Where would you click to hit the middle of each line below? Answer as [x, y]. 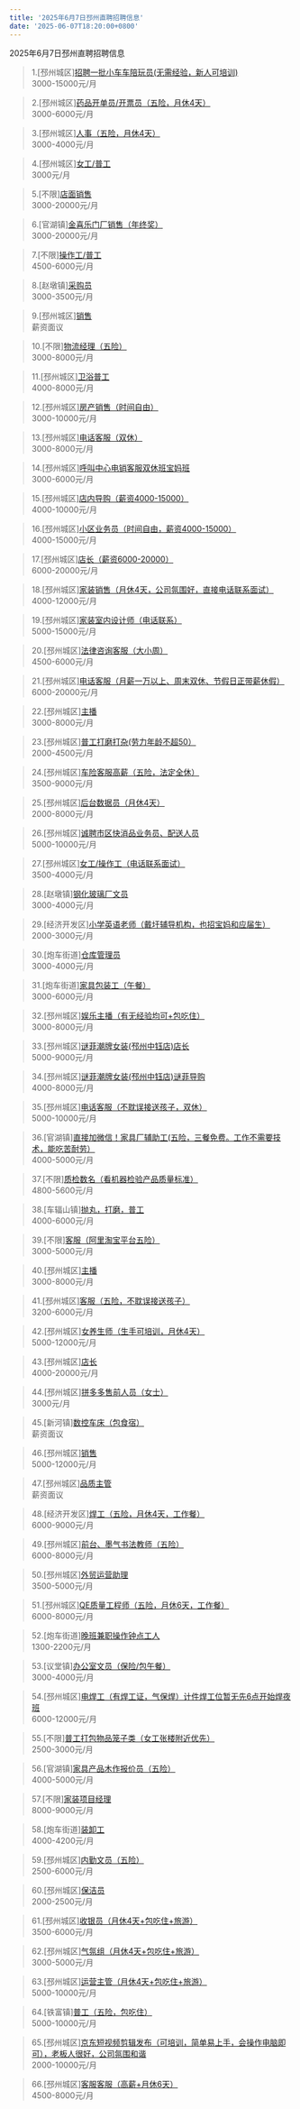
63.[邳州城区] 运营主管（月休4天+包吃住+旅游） [119, 1981]
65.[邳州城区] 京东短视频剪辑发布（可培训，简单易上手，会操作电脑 [155, 2042]
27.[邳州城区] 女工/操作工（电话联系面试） [108, 863]
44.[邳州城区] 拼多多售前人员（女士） [100, 1392]
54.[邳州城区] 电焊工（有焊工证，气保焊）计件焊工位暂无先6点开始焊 [157, 1696]
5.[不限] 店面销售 [61, 194]
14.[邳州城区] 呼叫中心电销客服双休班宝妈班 [111, 468]
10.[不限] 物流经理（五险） [79, 346]
